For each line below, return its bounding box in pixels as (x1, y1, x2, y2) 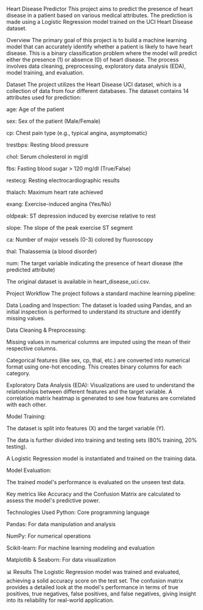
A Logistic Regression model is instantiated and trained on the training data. (6, 455, 197, 462)
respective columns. (6, 345, 58, 352)
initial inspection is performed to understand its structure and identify (6, 308, 181, 315)
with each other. (6, 401, 47, 408)
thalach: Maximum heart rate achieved (6, 189, 103, 196)
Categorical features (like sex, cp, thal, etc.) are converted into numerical (6, 357, 191, 364)
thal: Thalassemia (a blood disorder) (6, 248, 97, 255)
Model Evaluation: (6, 467, 52, 474)
